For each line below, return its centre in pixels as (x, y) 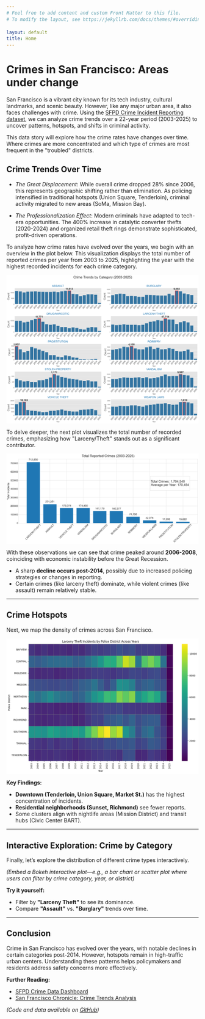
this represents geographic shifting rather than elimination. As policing (103, 191)
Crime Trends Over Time (54, 170)
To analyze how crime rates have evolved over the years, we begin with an (100, 247)
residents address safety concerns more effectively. (72, 968)
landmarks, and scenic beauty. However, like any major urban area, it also (99, 106)
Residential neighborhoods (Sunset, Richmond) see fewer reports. (100, 808)
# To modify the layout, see (43, 19)
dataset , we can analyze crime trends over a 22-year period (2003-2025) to (102, 119)
